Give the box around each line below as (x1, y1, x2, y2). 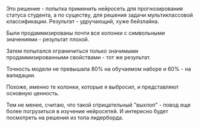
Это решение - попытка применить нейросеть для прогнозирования (6, 5, 183, 12)
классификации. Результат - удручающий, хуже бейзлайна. (6, 18, 159, 25)
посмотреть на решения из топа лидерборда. (6, 114, 124, 121)
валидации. (6, 72, 36, 78)
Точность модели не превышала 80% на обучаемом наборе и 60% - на (6, 65, 191, 72)
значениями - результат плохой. (6, 36, 90, 43)
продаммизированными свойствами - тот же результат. (6, 54, 152, 61)
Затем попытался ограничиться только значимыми (6, 47, 139, 55)
